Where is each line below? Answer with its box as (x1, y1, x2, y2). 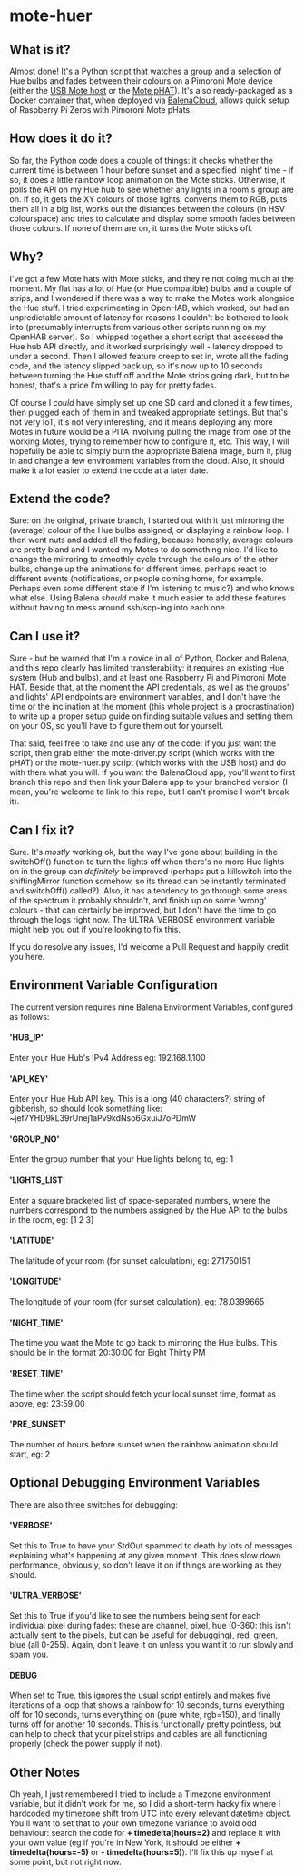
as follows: (9, 1011, 50, 1022)
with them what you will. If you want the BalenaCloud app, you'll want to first (9, 767, 296, 778)
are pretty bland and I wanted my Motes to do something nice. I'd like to (9, 544, 279, 555)
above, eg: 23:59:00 (9, 1397, 85, 1408)
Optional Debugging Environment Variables (9, 1475, 260, 1490)
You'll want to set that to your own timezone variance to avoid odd (9, 1817, 257, 1829)
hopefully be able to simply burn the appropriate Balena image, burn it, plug (9, 445, 292, 456)
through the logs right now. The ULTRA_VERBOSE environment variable (9, 914, 275, 925)
